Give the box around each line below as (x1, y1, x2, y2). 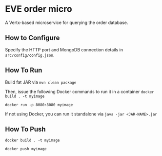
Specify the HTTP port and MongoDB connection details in (5, 46, 123, 52)
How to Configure (5, 34, 60, 42)
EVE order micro (5, 3, 72, 15)
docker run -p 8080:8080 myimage (5, 102, 73, 107)
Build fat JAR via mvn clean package (5, 79, 77, 85)
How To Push (5, 125, 46, 133)
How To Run (5, 66, 42, 74)
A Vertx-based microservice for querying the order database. (5, 20, 128, 25)
